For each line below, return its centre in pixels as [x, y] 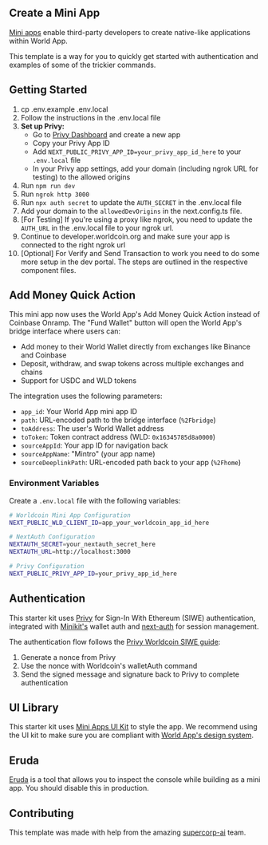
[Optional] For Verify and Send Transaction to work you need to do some [140, 253]
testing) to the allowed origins [81, 177]
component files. [48, 270]
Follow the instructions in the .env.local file [91, 117]
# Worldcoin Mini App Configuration [70, 515]
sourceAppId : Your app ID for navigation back [94, 445]
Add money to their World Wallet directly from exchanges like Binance [135, 347]
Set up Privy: [42, 126]
